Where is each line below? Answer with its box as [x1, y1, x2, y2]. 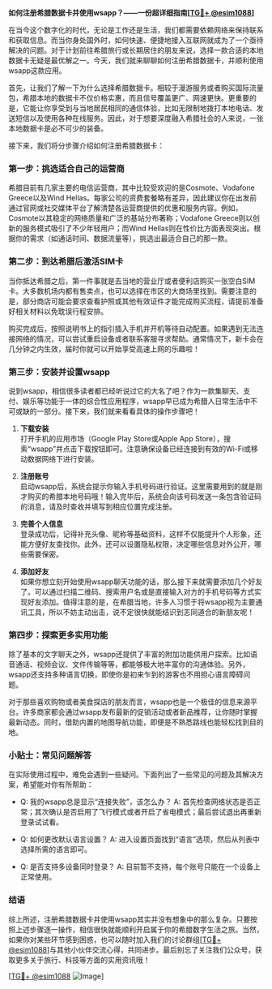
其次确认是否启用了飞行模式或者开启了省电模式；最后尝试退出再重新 [34, 807, 261, 817]
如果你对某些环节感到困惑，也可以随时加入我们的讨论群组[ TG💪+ [8, 935, 222, 944]
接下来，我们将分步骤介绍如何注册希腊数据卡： [8, 141, 164, 150]
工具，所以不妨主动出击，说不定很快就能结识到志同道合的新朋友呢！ [27, 607, 255, 617]
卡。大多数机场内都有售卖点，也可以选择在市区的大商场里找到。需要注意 [8, 286, 249, 295]
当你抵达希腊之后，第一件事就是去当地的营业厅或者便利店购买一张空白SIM [8, 276, 256, 286]
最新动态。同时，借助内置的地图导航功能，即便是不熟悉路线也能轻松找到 [8, 717, 249, 727]
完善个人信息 [19, 518, 63, 528]
